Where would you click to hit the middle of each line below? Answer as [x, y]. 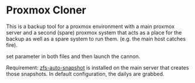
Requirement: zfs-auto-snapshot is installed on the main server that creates [97, 67]
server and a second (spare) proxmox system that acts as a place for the [94, 32]
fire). [12, 45]
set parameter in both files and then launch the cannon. [73, 56]
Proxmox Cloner [46, 10]
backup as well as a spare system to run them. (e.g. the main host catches [96, 39]
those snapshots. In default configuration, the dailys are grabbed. [85, 74]
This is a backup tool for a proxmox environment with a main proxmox [90, 26]
